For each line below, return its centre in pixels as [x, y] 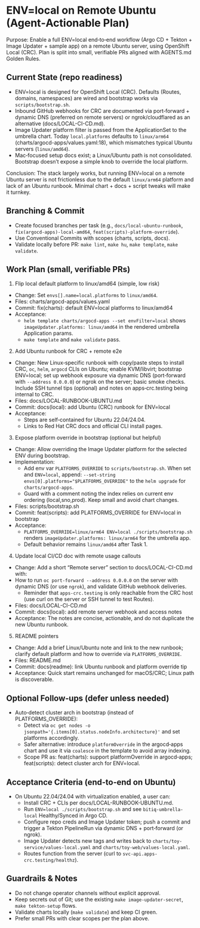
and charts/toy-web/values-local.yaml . [141, 847]
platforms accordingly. [51, 738]
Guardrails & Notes [42, 879]
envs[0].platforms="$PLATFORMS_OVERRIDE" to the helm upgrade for [105, 481]
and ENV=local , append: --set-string [70, 474]
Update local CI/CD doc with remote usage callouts [78, 556]
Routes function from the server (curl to [72, 853]
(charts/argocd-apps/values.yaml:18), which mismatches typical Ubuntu [104, 142]
